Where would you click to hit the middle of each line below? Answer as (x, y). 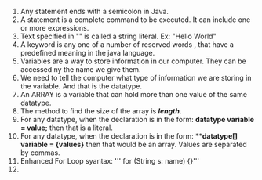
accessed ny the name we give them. (80, 69)
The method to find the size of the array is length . (101, 111)
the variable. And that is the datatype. (81, 86)
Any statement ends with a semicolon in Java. (95, 11)
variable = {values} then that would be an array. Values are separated (133, 144)
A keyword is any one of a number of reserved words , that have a (127, 45)
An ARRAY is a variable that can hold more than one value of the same (134, 94)
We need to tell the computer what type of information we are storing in (136, 78)
